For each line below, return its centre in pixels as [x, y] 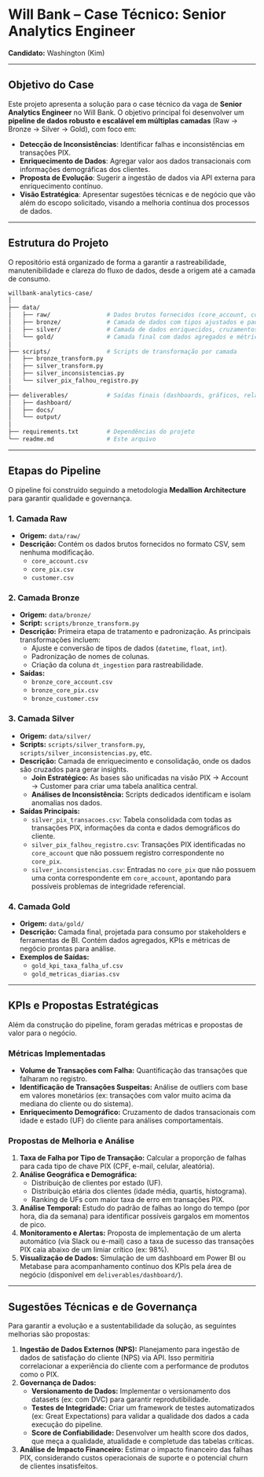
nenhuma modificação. [57, 552]
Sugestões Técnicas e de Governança [103, 1307]
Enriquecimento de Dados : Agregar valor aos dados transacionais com [135, 161]
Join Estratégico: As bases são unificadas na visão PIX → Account [140, 777]
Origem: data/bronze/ [55, 615]
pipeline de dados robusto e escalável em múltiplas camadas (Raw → [123, 120]
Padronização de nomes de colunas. [90, 657]
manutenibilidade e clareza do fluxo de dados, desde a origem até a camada [132, 270]
